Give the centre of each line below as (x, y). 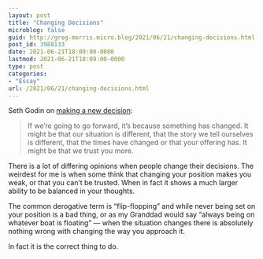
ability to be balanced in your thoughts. (72, 191)
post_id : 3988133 (37, 45)
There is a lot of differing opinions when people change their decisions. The (131, 166)
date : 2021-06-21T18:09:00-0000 (61, 52)
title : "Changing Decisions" (56, 23)
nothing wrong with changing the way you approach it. (96, 232)
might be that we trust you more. (80, 151)
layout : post (30, 15)
